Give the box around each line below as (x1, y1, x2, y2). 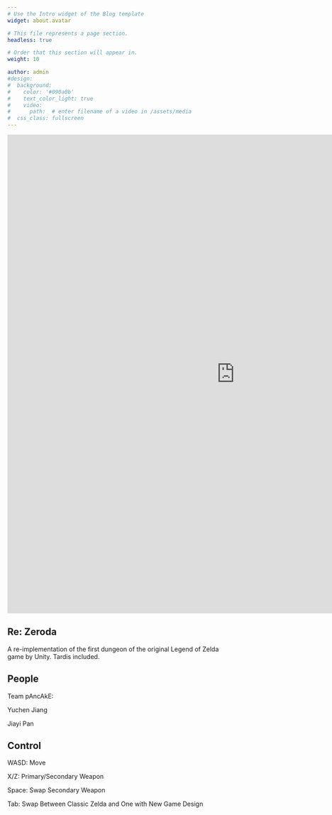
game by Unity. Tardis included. (7, 652, 100, 660)
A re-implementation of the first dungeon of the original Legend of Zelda (7, 645, 219, 653)
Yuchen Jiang (7, 705, 48, 714)
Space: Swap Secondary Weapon (7, 786, 106, 794)
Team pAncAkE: (7, 692, 54, 700)
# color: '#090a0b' (7, 88, 74, 96)
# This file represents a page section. (7, 30, 129, 37)
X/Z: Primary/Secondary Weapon (7, 772, 104, 781)
